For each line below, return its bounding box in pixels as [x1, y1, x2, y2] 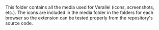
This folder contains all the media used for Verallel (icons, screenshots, [5, 4, 154, 10]
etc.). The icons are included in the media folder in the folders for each [5, 9, 154, 15]
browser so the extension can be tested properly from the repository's [5, 15, 153, 20]
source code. [5, 20, 33, 26]
